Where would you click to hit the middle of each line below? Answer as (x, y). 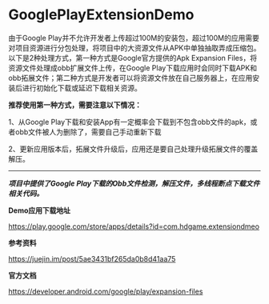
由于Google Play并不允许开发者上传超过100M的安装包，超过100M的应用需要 (134, 38)
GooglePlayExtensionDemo (101, 15)
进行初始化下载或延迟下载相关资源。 (82, 88)
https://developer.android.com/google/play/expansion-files (106, 291)
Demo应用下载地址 (39, 210)
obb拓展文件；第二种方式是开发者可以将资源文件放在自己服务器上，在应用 (130, 78)
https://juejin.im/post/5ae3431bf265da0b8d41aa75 (92, 258)
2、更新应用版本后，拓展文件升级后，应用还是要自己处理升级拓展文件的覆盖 (133, 149)
